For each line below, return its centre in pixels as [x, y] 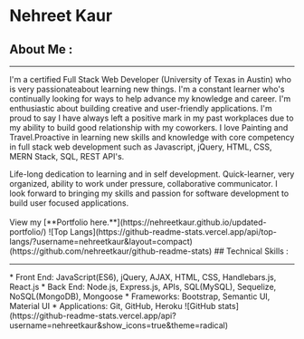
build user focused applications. [69, 203]
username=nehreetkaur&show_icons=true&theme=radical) [119, 325]
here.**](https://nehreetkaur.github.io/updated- [178, 222]
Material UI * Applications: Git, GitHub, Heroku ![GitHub [113, 306]
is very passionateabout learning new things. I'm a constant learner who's [147, 89]
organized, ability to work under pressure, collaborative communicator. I [143, 184]
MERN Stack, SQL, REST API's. [67, 156]
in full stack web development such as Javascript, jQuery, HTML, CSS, [141, 147]
